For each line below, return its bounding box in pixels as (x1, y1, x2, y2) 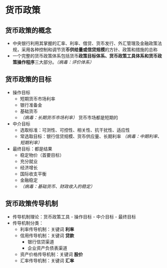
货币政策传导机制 (5, 199, 58, 208)
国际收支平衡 (20, 171, 47, 177)
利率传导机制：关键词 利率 (20, 226, 74, 232)
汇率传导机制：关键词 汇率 (20, 257, 74, 263)
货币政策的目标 (5, 75, 52, 84)
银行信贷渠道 (27, 238, 54, 244)
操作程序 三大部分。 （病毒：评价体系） (17, 59, 94, 65)
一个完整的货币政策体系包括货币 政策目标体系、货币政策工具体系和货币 (12, 53, 158, 59)
